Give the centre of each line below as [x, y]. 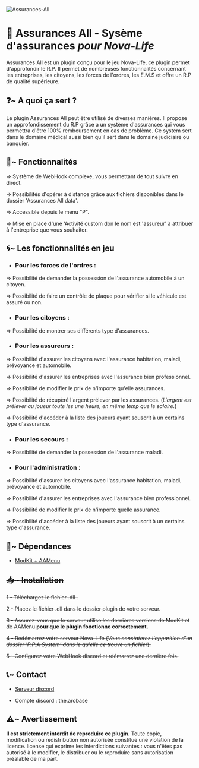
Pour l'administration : [48, 467]
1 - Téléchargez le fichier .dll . [42, 598]
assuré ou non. [24, 302]
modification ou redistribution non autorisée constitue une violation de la [95, 739]
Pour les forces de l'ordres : [55, 265]
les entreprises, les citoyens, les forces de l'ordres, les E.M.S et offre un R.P [99, 75]
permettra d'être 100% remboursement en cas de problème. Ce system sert [99, 131]
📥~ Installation [35, 580]
